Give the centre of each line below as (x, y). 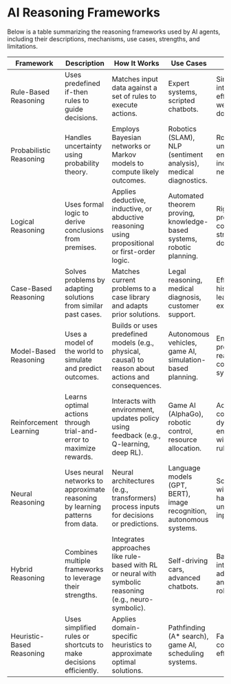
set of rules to (134, 96)
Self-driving (188, 560)
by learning (83, 506)
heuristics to (132, 645)
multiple (78, 560)
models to (128, 163)
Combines (81, 552)
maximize (80, 448)
